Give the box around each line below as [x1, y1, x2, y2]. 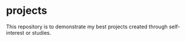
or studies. [25, 29, 51, 36]
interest [6, 29, 25, 36]
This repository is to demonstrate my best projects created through [6, 23, 168, 30]
